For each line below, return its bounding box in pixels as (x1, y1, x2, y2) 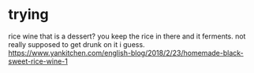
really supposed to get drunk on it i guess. (8, 39, 145, 49)
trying (8, 5, 49, 24)
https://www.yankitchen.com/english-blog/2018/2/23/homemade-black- (8, 48, 244, 57)
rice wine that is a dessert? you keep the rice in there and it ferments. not (8, 31, 246, 41)
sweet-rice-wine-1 (8, 57, 69, 66)
